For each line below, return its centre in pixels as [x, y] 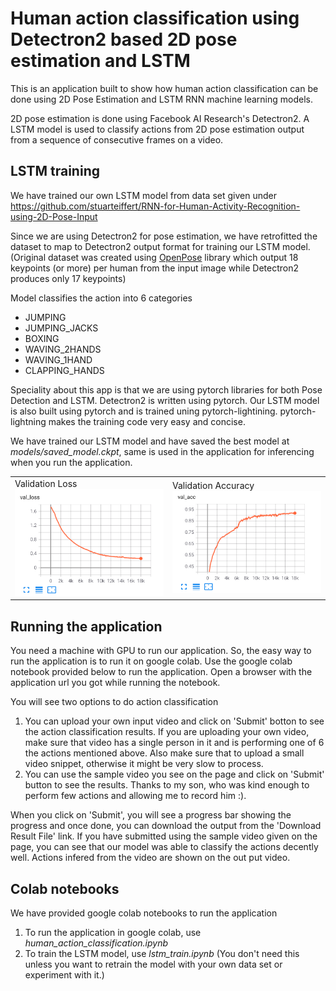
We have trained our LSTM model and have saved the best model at [150, 441]
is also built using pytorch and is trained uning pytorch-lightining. [144, 411]
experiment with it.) [64, 974]
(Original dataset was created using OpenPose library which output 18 [154, 257]
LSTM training [55, 171]
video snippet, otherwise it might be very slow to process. [144, 764]
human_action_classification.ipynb [96, 943]
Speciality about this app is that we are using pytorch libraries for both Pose [166, 389]
